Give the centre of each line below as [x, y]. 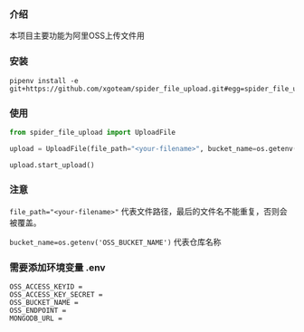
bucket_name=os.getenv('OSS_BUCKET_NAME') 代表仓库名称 [115, 242]
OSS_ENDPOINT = [38, 311]
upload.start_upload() [52, 165]
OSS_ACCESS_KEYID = [46, 287]
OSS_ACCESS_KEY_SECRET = [56, 295]
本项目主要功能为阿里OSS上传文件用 [77, 36]
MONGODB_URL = [36, 318]
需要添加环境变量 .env [57, 267]
